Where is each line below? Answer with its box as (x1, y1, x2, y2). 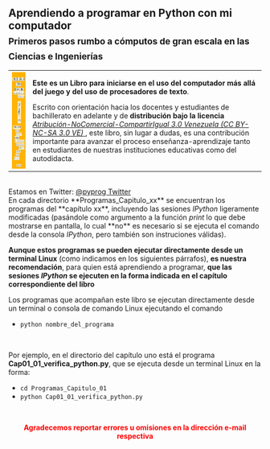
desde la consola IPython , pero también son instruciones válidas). (8, 229, 227, 240)
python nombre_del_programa (19, 321, 114, 329)
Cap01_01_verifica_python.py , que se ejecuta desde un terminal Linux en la (8, 359, 261, 369)
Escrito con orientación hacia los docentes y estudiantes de (32, 102, 230, 112)
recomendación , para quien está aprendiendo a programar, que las (8, 262, 233, 272)
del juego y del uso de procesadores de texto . (32, 86, 190, 96)
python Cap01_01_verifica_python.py (19, 393, 143, 402)
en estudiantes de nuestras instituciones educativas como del (32, 145, 237, 154)
